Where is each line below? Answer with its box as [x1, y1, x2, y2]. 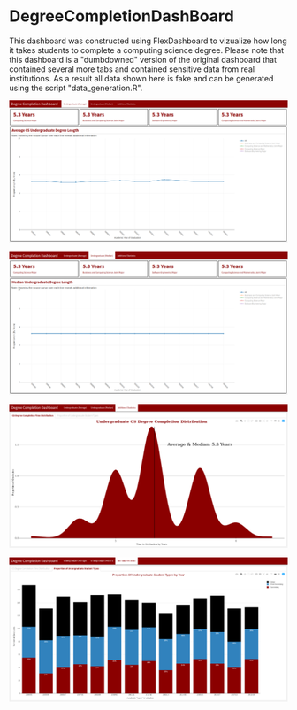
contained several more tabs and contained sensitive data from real [9, 64, 255, 74]
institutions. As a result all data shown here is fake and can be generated [9, 73, 274, 83]
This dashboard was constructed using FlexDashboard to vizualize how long [9, 35, 287, 46]
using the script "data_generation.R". [9, 82, 143, 93]
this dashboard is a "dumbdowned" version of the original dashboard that [9, 54, 277, 65]
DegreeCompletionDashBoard [9, 6, 234, 27]
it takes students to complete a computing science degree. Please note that [9, 44, 285, 55]
